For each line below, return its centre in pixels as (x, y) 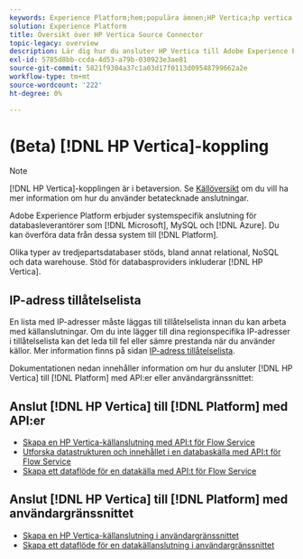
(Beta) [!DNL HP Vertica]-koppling (139, 146)
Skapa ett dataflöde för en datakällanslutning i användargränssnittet (148, 545)
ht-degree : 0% (36, 93)
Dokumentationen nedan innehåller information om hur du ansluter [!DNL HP (151, 368)
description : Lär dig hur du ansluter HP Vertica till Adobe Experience (149, 52)
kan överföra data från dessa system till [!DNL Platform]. (114, 235)
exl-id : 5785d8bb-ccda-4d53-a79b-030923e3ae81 (98, 60)
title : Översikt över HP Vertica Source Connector (106, 34)
